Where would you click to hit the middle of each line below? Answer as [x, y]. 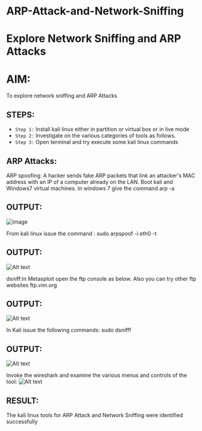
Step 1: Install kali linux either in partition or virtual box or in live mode [102, 129]
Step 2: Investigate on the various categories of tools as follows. [95, 136]
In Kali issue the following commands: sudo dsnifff [69, 330]
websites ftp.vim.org [32, 285]
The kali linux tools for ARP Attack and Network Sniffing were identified [95, 415]
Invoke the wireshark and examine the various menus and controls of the [97, 376]
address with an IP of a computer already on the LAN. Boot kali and [90, 181]
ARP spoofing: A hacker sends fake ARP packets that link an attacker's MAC [101, 175]
